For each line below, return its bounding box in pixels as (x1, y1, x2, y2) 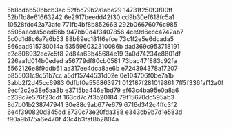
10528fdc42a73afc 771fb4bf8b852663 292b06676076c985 (7, 21, 178, 28)
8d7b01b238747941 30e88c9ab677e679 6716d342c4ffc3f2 (7, 101, 177, 108)
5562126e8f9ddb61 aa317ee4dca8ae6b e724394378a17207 (7, 64, 178, 72)
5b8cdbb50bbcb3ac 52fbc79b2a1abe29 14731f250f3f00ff (7, 6, 173, 14)
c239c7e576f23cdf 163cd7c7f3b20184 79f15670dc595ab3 (7, 93, 174, 102)
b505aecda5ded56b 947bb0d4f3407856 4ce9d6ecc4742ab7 (7, 27, 184, 36)
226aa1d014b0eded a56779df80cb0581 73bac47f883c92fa (7, 57, 177, 64)
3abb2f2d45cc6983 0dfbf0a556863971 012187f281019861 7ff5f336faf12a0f (7, 79, 224, 86)
